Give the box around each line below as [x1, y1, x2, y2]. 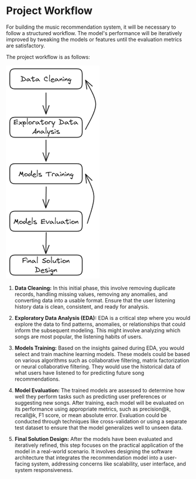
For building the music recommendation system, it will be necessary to [6, 23, 177, 30]
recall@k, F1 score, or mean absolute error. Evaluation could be [14, 411, 167, 419]
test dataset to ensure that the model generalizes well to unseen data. [14, 424, 183, 431]
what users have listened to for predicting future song [14, 369, 145, 376]
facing [14, 460, 30, 467]
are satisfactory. [6, 42, 46, 49]
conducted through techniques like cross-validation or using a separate [14, 418, 187, 425]
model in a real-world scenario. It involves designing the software [14, 447, 173, 454]
